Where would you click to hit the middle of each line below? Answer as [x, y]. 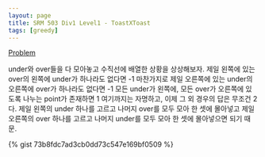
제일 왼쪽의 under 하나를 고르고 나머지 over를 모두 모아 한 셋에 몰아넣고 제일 [137, 109]
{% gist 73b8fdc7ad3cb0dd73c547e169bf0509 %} [91, 144]
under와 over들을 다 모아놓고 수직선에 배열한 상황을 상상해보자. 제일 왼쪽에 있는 [132, 69]
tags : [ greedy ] [33, 30]
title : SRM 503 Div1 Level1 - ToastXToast [79, 23]
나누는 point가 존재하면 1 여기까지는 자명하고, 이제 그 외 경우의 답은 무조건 [137, 99]
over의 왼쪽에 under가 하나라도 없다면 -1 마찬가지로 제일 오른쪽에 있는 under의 [131, 79]
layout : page [30, 15]
